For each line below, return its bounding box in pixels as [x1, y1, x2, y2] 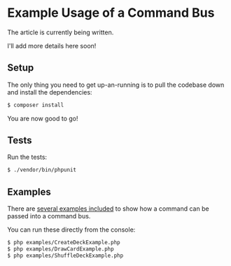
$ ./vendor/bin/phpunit [7, 167, 77, 174]
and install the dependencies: [7, 87, 92, 96]
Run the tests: [7, 153, 48, 162]
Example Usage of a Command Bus [7, 5, 215, 21]
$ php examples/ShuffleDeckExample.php [7, 252, 124, 259]
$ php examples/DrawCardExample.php [7, 246, 114, 253]
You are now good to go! [7, 114, 78, 122]
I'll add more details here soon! [7, 41, 97, 50]
